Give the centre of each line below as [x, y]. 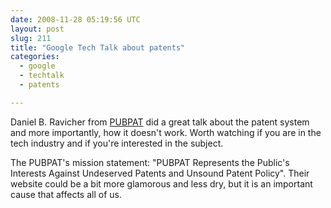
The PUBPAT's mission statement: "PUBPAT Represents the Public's [150, 162]
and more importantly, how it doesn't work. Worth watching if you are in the [166, 132]
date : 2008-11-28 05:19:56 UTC [75, 19]
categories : [35, 57]
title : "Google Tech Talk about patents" [98, 47]
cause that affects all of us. [66, 194]
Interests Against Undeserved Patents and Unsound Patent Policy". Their [160, 173]
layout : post [37, 29]
